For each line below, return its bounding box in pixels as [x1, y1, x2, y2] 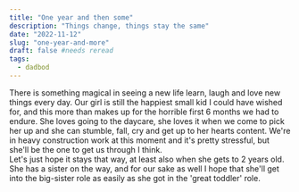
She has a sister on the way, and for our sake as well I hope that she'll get [9, 163, 279, 174]
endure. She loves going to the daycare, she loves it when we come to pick [9, 115, 286, 126]
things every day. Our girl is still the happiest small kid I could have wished [9, 96, 283, 107]
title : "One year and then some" [9, 13, 134, 22]
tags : [9, 54, 29, 63]
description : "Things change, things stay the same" [9, 21, 210, 30]
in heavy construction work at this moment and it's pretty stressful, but [9, 135, 270, 146]
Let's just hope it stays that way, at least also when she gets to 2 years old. [9, 154, 285, 164]
